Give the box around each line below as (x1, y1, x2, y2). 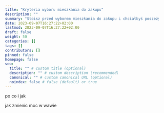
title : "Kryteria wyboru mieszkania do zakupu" (5, 7, 104, 12)
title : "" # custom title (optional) (9, 66, 86, 71)
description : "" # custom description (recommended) (9, 71, 119, 75)
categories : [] (5, 39, 36, 44)
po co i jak (5, 93, 26, 99)
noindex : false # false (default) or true (9, 79, 97, 84)
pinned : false (5, 52, 34, 57)
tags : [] (5, 43, 23, 48)
